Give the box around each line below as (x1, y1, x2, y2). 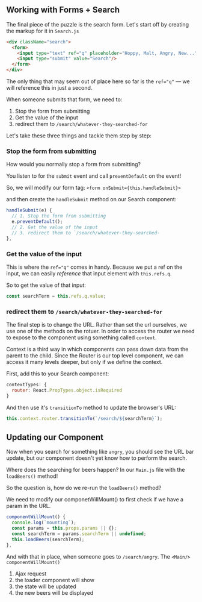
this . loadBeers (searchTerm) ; (11, 536, 85, 542)
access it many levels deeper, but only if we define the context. (6, 359, 163, 366)
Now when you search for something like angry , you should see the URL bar (6, 448, 194, 456)
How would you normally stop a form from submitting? (6, 161, 141, 168)
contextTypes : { (6, 382, 47, 388)
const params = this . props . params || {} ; (11, 525, 117, 531)
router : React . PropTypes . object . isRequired (11, 387, 122, 393)
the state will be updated (14, 583, 76, 590)
